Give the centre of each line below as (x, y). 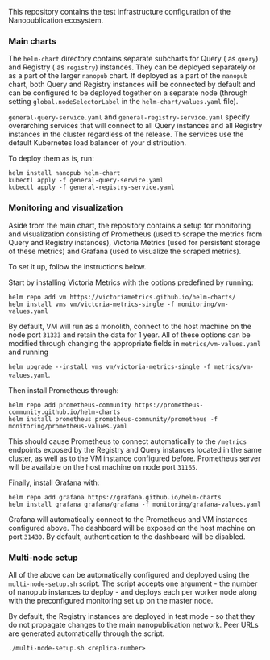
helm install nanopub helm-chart (64, 173)
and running (28, 352)
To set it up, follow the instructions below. (77, 266)
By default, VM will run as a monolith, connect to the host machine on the (130, 326)
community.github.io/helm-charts (64, 412)
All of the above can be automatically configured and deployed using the (129, 574)
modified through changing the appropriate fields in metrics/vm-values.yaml (135, 343)
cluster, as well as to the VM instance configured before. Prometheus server (135, 458)
